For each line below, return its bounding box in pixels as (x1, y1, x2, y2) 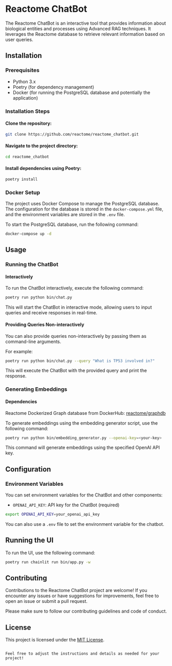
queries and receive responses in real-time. (5, 310, 98, 316)
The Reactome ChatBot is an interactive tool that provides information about (5, 20, 166, 26)
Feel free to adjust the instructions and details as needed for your (5, 651, 160, 656)
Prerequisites (5, 67, 40, 74)
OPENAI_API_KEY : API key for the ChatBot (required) (12, 502, 120, 508)
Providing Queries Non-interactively (5, 321, 85, 328)
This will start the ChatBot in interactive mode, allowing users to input (5, 304, 152, 311)
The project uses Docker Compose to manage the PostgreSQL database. (5, 201, 160, 207)
